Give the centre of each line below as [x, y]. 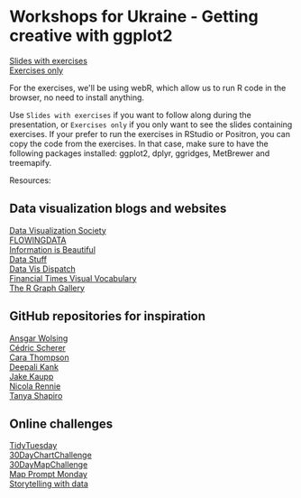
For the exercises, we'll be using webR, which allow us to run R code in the [148, 88]
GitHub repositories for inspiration [107, 316]
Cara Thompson [39, 357]
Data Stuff [28, 259]
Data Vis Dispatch [42, 269]
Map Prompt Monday [49, 475]
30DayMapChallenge [49, 465]
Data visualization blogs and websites [118, 209]
